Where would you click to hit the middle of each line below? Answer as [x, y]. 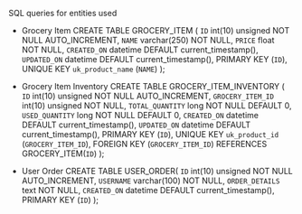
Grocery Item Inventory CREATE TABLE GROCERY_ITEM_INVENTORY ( [153, 86]
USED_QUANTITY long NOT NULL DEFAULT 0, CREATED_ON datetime [140, 115]
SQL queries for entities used [63, 13]
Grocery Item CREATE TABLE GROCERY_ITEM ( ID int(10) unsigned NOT [156, 30]
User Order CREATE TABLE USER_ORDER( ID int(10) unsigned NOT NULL [157, 171]
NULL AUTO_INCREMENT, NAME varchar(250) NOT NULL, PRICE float [148, 40]
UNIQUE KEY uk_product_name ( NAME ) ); [93, 69]
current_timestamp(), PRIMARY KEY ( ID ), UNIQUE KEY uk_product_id [150, 134]
